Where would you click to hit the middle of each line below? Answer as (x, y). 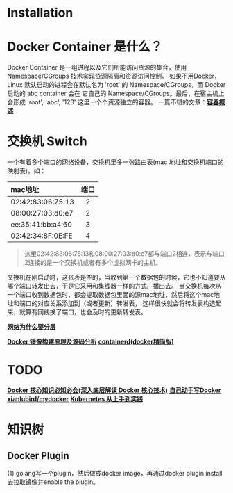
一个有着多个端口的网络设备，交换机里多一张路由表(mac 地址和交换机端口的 (115, 162)
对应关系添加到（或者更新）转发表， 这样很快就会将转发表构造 (126, 303)
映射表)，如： (27, 171)
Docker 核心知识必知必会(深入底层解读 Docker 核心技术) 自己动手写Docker (114, 390)
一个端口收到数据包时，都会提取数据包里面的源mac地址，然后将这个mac (111, 295)
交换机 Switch (48, 142)
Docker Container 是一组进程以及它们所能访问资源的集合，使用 (97, 67)
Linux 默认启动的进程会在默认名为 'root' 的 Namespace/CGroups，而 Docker (116, 85)
